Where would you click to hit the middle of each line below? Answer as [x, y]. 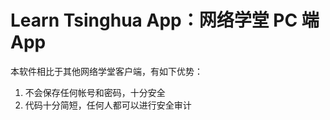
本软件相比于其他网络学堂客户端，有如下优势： [106, 71]
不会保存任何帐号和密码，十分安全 [95, 92]
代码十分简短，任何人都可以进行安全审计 [108, 105]
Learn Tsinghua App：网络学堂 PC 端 [165, 20]
